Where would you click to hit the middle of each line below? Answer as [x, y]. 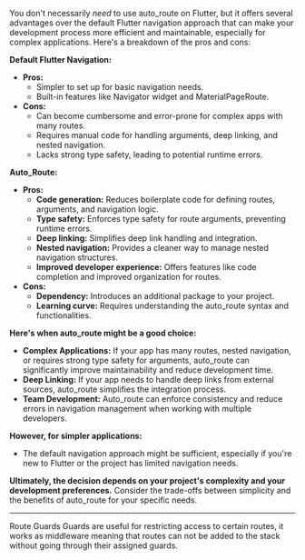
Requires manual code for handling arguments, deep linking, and [157, 135]
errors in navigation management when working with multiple [137, 409]
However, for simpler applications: [76, 436]
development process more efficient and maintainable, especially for [138, 32]
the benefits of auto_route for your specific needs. [103, 500]
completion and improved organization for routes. [129, 277]
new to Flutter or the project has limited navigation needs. [130, 463]
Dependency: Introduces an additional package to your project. [155, 296]
